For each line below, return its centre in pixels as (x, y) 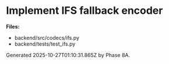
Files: (13, 27)
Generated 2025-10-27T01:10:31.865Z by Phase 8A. (68, 55)
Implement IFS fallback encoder (85, 11)
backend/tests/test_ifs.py (45, 44)
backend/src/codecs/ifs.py (47, 37)
